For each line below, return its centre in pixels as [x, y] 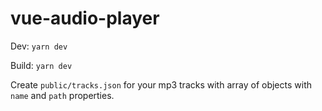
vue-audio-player [85, 18]
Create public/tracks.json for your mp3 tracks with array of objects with [161, 84]
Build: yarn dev [41, 65]
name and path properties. [62, 95]
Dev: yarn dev [39, 46]
